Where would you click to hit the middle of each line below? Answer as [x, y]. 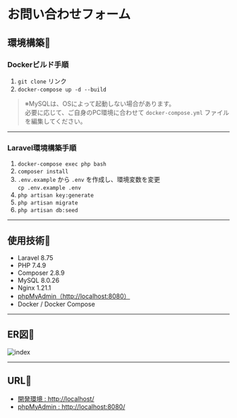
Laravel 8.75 [35, 257]
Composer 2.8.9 [41, 273]
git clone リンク [42, 81]
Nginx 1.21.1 [34, 288]
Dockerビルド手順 [38, 64]
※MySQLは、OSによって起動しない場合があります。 [100, 104]
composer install [43, 172]
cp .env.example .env [49, 188]
